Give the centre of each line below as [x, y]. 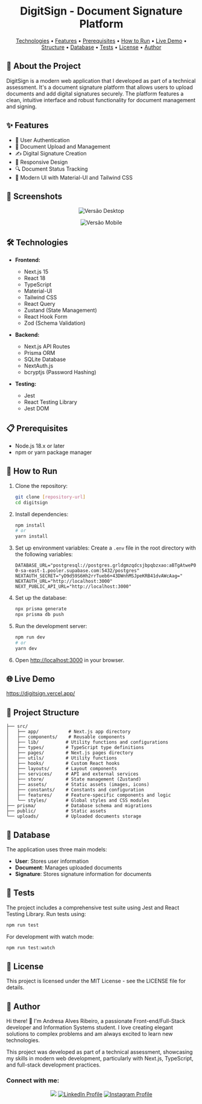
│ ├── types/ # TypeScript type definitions [75, 748]
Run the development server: [51, 626]
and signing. [22, 106]
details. [15, 987]
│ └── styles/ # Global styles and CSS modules [78, 800]
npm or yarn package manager [53, 452]
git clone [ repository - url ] [50, 497]
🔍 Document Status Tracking [52, 169]
